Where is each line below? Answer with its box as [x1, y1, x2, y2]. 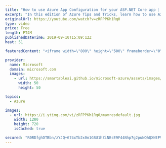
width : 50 [18, 80, 39, 86]
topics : [5, 94, 21, 99]
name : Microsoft [9, 62, 43, 67]
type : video [5, 21, 30, 26]
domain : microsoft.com [9, 67, 56, 72]
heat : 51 [5, 40, 23, 45]
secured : [5, 135, 23, 140]
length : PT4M [5, 30, 32, 35]
